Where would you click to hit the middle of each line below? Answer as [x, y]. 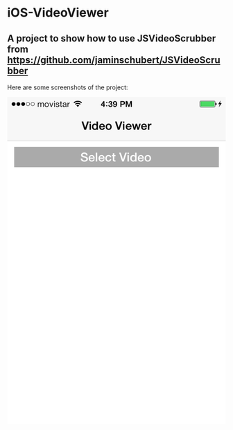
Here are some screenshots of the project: [68, 87]
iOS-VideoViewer [58, 13]
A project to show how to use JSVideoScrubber [112, 38]
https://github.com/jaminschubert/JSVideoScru [114, 60]
